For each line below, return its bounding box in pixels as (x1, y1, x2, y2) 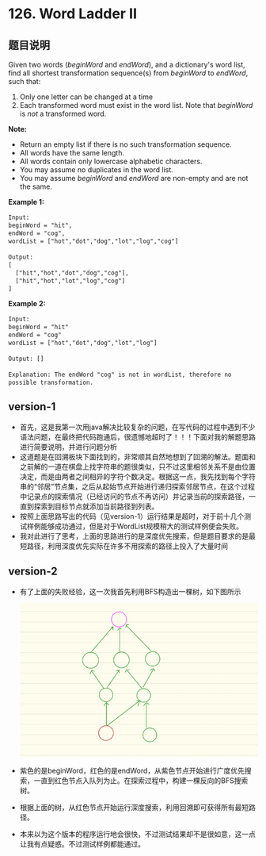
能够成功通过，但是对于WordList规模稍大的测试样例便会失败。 (40, 521, 244, 531)
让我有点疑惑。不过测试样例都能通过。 (19, 839, 145, 849)
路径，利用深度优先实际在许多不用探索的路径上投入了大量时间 (26, 541, 228, 551)
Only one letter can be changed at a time (19, 92, 153, 102)
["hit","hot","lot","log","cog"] (15, 277, 126, 285)
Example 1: (8, 198, 45, 206)
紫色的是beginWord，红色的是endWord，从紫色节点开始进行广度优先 (19, 766, 245, 775)
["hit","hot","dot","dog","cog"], (15, 269, 129, 277)
